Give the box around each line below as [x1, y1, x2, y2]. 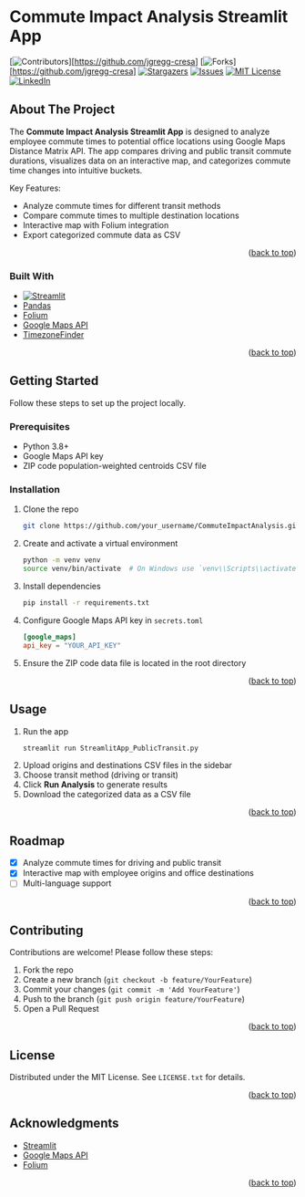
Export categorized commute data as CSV [22, 229, 181, 240]
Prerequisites [9, 420, 70, 432]
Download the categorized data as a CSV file [22, 789, 191, 800]
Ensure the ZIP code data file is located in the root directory [22, 657, 247, 668]
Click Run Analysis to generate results [22, 779, 168, 790]
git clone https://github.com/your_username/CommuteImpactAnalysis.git [22, 522, 300, 531]
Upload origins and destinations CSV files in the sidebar [22, 760, 232, 771]
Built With [9, 269, 55, 282]
